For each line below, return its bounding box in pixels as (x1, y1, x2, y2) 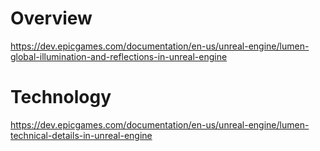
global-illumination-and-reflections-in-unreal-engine (10, 50, 228, 62)
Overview (10, 7, 93, 30)
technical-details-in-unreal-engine (10, 129, 153, 141)
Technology (10, 86, 112, 109)
